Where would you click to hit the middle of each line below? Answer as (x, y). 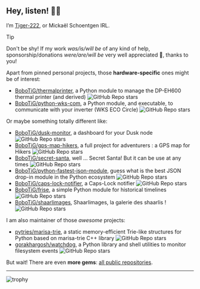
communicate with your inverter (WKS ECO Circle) (76, 109)
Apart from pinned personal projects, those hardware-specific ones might (98, 73)
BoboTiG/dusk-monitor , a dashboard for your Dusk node (84, 132)
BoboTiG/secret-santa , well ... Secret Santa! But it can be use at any (98, 158)
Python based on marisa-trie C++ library (65, 238)
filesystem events (36, 250)
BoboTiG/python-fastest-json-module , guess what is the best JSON (98, 170)
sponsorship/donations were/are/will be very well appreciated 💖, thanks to (97, 55)
